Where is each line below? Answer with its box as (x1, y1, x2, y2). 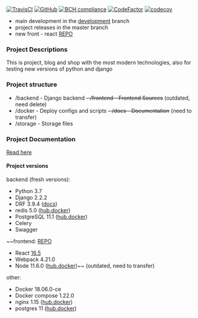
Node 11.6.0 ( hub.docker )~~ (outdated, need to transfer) (14, 262, 155, 270)
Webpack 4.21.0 (14, 256, 56, 263)
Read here (6, 148, 32, 156)
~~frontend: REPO (6, 238, 52, 245)
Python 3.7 (14, 188, 42, 195)
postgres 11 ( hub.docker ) (14, 305, 77, 312)
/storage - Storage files (14, 119, 74, 127)
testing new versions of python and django (6, 65, 113, 72)
